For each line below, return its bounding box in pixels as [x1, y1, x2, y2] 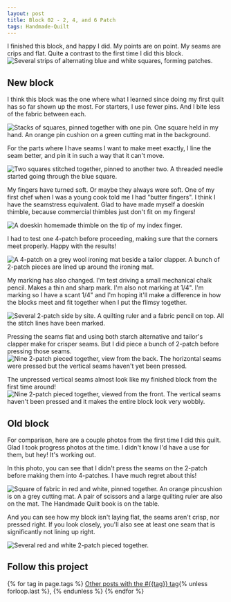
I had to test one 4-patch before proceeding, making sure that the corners [7, 235, 219, 243]
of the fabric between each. [7, 110, 86, 118]
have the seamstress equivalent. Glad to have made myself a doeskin [7, 200, 205, 209]
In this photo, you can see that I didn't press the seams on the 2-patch [7, 464, 207, 472]
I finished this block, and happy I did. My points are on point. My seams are [7, 42, 221, 51]
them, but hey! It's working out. [7, 451, 96, 459]
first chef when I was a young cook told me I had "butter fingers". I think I [7, 193, 216, 202]
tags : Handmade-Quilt [7, 23, 70, 30]
